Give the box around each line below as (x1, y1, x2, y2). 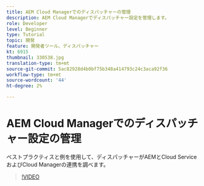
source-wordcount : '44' (6, 77, 67, 83)
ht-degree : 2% (6, 83, 43, 89)
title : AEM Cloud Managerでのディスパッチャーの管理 (6, 9, 131, 15)
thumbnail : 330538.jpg (6, 54, 64, 61)
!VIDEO (21, 173, 40, 180)
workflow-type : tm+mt (6, 72, 62, 78)
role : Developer (6, 20, 48, 26)
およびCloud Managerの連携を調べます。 (6, 160, 109, 168)
